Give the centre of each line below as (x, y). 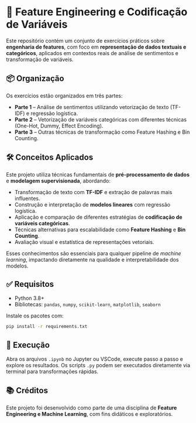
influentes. (27, 198)
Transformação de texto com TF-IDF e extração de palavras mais (93, 192)
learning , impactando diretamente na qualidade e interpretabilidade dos (92, 259)
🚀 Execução (28, 345)
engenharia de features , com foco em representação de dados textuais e (96, 47)
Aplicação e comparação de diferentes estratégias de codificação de (98, 217)
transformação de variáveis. (40, 59)
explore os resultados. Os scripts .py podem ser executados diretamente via (98, 366)
